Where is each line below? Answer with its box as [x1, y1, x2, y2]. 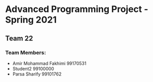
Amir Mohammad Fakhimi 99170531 [12, 60, 87, 66]
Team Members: [5, 49, 46, 56]
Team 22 [5, 34, 33, 42]
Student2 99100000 [12, 65, 54, 71]
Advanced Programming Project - [5, 3, 148, 15]
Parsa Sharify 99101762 [12, 71, 62, 77]
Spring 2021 [5, 14, 57, 25]
